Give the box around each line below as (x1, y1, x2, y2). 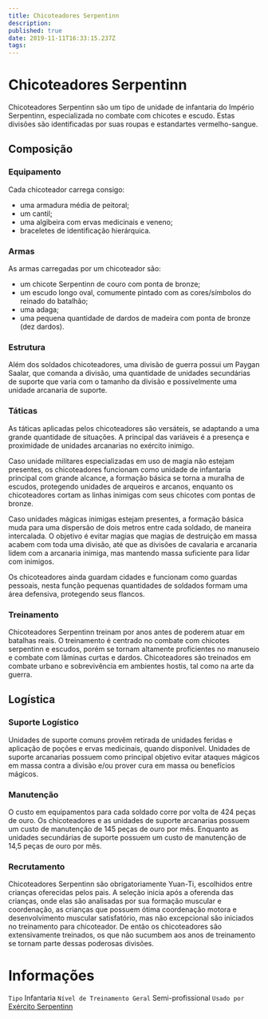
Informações (8, 967, 95, 985)
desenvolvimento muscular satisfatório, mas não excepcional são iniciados (8, 913, 254, 923)
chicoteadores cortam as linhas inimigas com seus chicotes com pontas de (8, 490, 256, 500)
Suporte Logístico (8, 717, 79, 728)
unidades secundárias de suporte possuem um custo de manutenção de (8, 833, 246, 842)
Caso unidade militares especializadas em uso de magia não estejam (8, 456, 235, 466)
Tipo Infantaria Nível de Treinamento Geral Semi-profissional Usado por (8, 993, 245, 1003)
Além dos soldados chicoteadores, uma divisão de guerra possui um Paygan (8, 360, 260, 370)
